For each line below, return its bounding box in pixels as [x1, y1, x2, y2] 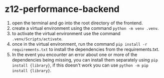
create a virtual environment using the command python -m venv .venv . [11, 25, 159, 31]
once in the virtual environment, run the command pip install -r [11, 41, 148, 47]
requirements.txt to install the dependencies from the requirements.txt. [11, 46, 160, 52]
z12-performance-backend [4, 3, 120, 15]
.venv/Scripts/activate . [11, 36, 63, 42]
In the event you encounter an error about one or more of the [11, 51, 138, 58]
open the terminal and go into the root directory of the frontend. [11, 20, 143, 26]
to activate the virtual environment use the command [11, 30, 121, 36]
